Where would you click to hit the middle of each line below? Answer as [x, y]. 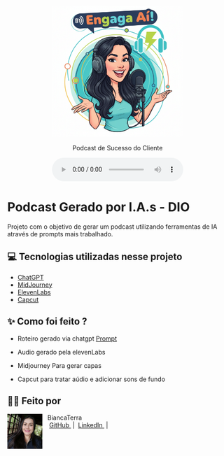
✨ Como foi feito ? [47, 321]
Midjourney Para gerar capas [59, 365]
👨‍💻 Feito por [34, 401]
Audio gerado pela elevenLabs [61, 352]
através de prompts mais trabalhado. [60, 234]
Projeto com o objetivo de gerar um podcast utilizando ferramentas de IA [112, 227]
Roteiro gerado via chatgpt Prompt [67, 339]
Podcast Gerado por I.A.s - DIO [99, 207]
